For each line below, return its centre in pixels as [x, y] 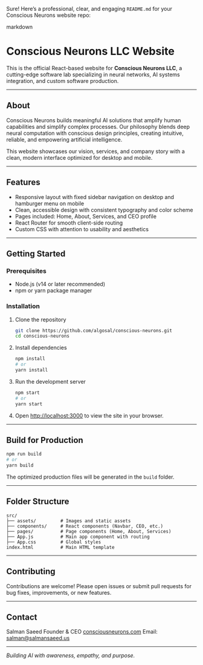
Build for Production [45, 440]
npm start [27, 393]
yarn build [20, 465]
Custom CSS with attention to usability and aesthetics [82, 229]
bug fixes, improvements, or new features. [59, 592]
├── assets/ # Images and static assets [69, 521]
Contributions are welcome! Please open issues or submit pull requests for [99, 586]
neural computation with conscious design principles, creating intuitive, [95, 133]
